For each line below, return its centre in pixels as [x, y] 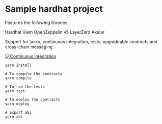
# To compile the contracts [34, 74]
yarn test [15, 91]
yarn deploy [17, 104]
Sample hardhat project [54, 9]
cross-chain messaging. [29, 47]
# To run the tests [25, 87]
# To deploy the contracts [33, 99]
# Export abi [18, 112]
